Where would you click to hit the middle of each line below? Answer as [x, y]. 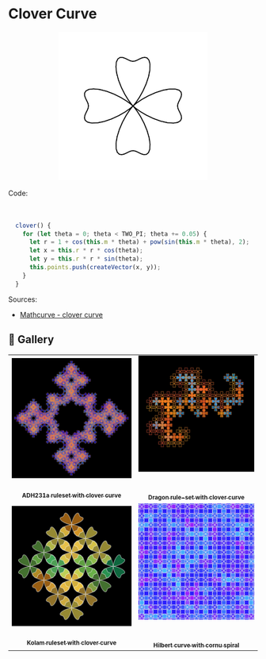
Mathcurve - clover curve [61, 314]
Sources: [23, 299]
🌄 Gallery [31, 339]
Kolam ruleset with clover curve [72, 643]
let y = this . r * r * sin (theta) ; [86, 259]
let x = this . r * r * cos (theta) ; [86, 251]
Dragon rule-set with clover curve [196, 497]
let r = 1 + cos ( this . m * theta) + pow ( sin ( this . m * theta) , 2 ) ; [139, 242]
